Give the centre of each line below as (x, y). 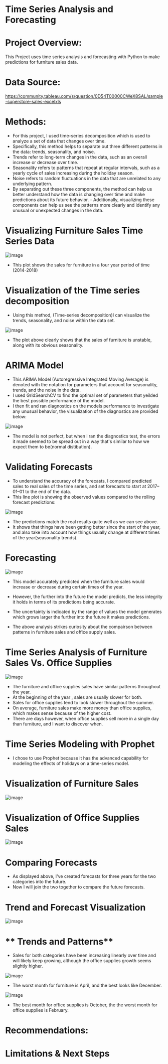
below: (19, 416)
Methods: (26, 122)
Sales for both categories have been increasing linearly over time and (84, 955)
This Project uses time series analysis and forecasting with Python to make (82, 57)
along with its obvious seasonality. (48, 345)
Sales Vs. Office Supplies (59, 663)
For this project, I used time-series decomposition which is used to (81, 136)
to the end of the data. (48, 491)
